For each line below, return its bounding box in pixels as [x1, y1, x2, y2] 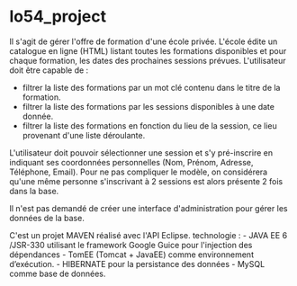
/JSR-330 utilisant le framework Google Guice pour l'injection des [9, 239, 253, 250]
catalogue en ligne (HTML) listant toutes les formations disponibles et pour [9, 45, 287, 56]
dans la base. [9, 185, 59, 196]
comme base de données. [9, 268, 106, 279]
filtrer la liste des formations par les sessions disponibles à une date [22, 101, 274, 112]
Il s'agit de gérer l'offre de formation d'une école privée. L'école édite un [9, 36, 278, 47]
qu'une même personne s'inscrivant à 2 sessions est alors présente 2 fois [9, 175, 283, 186]
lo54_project [9, 6, 106, 27]
